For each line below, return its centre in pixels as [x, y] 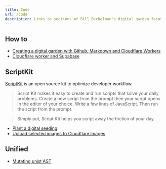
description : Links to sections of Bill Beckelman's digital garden [77, 19]
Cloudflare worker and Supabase [46, 56]
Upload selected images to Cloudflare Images [59, 134]
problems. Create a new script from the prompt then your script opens [89, 99]
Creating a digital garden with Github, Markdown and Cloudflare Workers [86, 51]
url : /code [16, 14]
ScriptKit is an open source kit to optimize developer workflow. [69, 84]
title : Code [17, 10]
